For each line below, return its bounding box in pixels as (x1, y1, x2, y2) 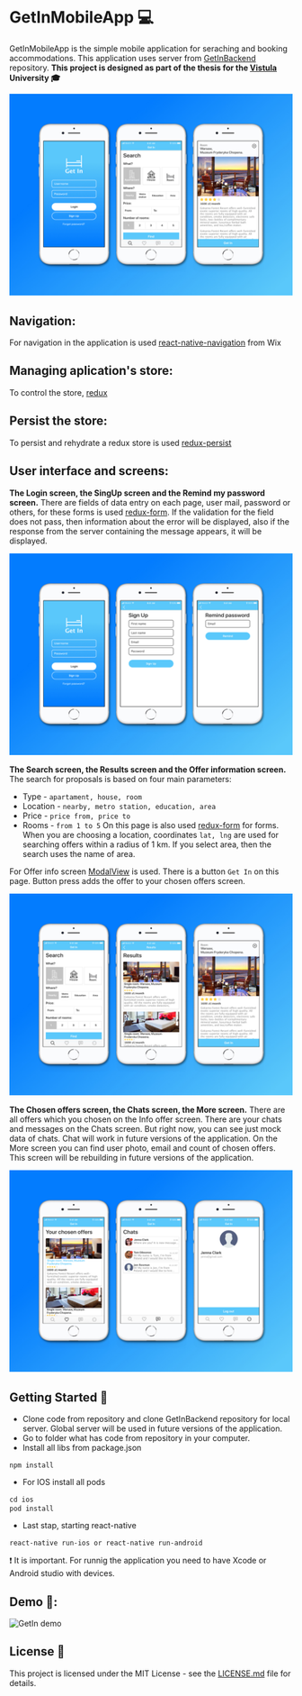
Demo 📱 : (9, 1594, 58, 1609)
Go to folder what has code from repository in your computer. (22, 1433, 251, 1444)
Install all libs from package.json (22, 1443, 142, 1454)
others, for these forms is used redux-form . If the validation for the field (9, 506, 274, 517)
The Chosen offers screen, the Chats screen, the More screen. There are (9, 1105, 286, 1116)
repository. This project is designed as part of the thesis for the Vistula (9, 62, 277, 73)
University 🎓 (9, 72, 61, 83)
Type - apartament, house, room (22, 790, 142, 802)
